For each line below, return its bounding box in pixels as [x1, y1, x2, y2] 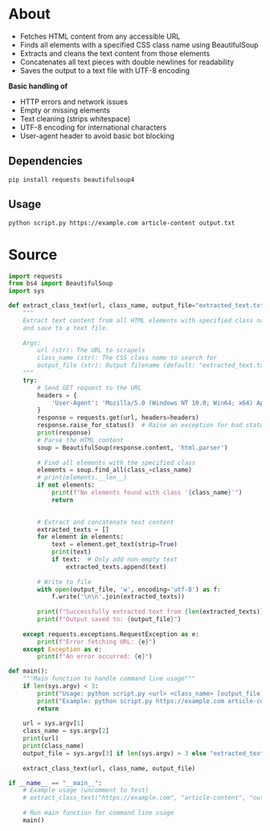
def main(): [8, 667, 48, 676]
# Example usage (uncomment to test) [22, 786, 149, 795]
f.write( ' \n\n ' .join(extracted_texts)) [51, 593, 185, 601]
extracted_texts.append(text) [65, 562, 167, 571]
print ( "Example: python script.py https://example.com [37, 697, 225, 705]
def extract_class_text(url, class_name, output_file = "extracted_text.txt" [8, 302, 268, 310]
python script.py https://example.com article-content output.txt [8, 219, 235, 227]
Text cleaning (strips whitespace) [19, 113, 131, 123]
